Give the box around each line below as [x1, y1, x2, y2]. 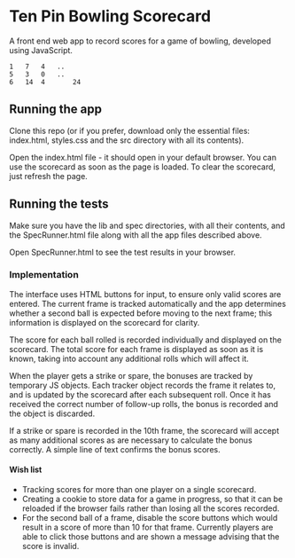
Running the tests [9, 197, 109, 212]
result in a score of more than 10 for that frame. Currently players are [21, 522, 274, 533]
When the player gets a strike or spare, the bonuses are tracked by [9, 370, 253, 381]
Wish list [9, 464, 43, 475]
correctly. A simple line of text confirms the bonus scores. [9, 444, 221, 454]
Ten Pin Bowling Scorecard [9, 6, 211, 27]
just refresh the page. [9, 170, 89, 181]
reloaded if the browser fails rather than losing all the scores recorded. [21, 503, 280, 514]
